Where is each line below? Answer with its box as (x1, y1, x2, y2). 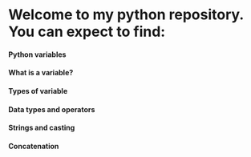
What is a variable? (8, 68, 74, 78)
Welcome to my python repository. (8, 6, 244, 24)
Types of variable (8, 86, 68, 95)
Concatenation (8, 141, 59, 151)
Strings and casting (8, 123, 75, 133)
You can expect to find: (8, 22, 166, 41)
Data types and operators (8, 104, 95, 114)
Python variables (8, 50, 67, 59)
